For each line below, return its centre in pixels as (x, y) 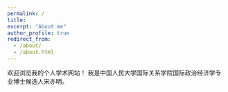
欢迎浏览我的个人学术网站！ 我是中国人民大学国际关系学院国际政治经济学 (111, 73)
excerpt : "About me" (37, 26)
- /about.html (34, 53)
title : (17, 20)
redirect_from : (29, 39)
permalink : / (26, 13)
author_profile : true (38, 33)
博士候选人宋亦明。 (40, 81)
